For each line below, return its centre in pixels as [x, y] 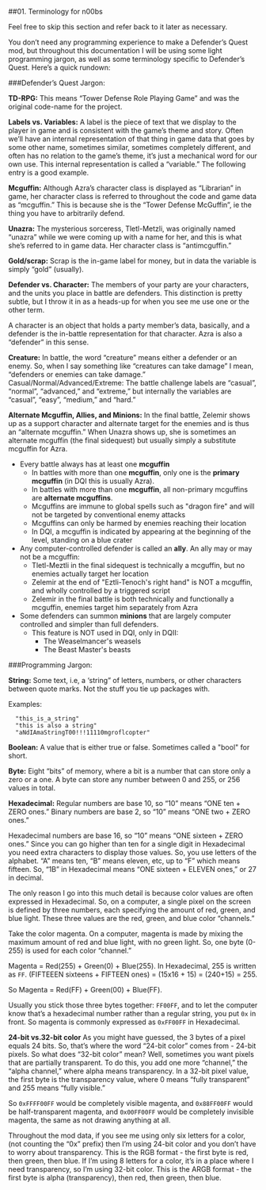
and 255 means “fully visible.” [57, 1088]
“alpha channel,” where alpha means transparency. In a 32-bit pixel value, [129, 1071]
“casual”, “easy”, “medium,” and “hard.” [72, 399]
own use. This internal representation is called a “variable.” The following [127, 164]
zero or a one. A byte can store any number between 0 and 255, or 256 [124, 779]
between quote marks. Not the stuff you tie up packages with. [109, 689]
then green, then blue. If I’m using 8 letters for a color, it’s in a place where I [131, 1161]
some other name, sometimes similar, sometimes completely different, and [130, 147]
